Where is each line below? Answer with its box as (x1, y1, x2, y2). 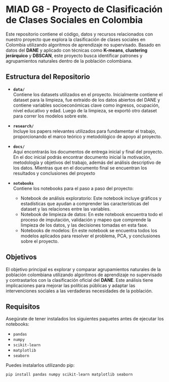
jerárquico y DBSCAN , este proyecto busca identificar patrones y (6, 52, 143, 59)
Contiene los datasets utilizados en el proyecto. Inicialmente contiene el (13, 91, 163, 97)
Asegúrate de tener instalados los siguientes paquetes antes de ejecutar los (6, 316, 164, 322)
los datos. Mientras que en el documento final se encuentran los (13, 164, 147, 171)
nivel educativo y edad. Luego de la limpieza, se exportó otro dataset (13, 107, 157, 113)
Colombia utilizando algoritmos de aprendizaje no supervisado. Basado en (6, 41, 161, 48)
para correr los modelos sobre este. (13, 113, 88, 119)
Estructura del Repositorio (6, 72, 90, 81)
